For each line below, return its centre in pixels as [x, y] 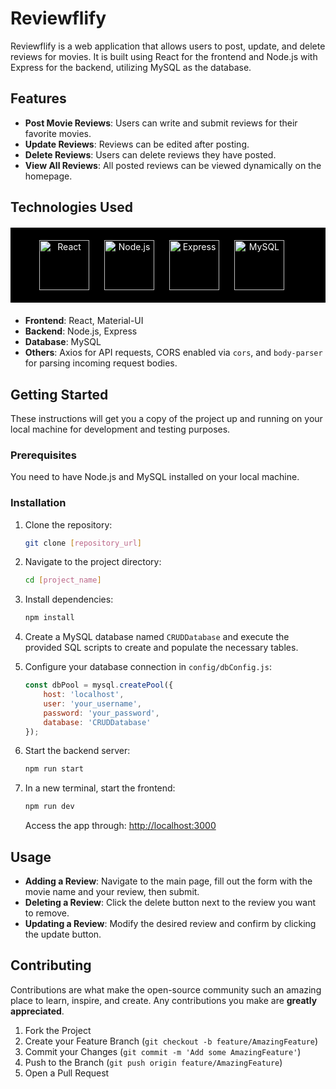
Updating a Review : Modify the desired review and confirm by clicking [170, 923]
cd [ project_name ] [63, 580]
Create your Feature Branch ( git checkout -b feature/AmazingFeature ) [171, 1041]
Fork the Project [58, 1030]
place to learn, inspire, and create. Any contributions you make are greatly [164, 1000]
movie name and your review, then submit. [112, 891]
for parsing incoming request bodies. [101, 363]
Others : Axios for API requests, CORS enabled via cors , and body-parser [173, 353]
